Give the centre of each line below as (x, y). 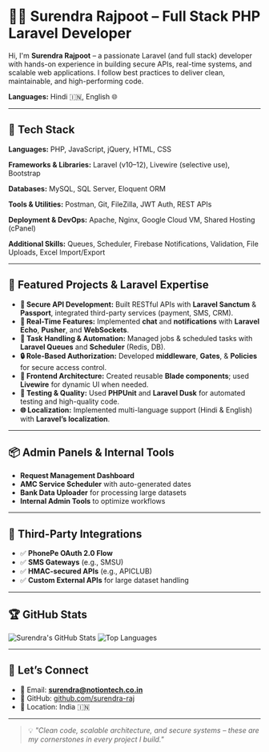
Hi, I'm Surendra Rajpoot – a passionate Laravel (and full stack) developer (130, 55)
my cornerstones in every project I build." (96, 739)
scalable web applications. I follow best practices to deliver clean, (117, 72)
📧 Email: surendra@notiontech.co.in (81, 690)
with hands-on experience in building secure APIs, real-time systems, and (130, 64)
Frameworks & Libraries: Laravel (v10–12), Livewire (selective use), (119, 164)
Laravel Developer (70, 33)
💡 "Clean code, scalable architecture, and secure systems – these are (144, 730)
